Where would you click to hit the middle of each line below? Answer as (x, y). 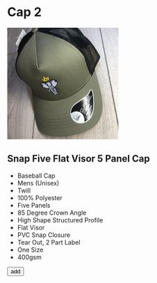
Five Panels (34, 205)
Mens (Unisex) (38, 183)
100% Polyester (40, 198)
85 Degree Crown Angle (52, 213)
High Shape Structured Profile (60, 220)
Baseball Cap (36, 176)
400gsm (29, 257)
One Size (30, 250)
